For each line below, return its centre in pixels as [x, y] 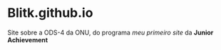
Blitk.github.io [50, 13]
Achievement [28, 39]
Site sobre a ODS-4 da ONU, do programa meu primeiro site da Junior [110, 32]
